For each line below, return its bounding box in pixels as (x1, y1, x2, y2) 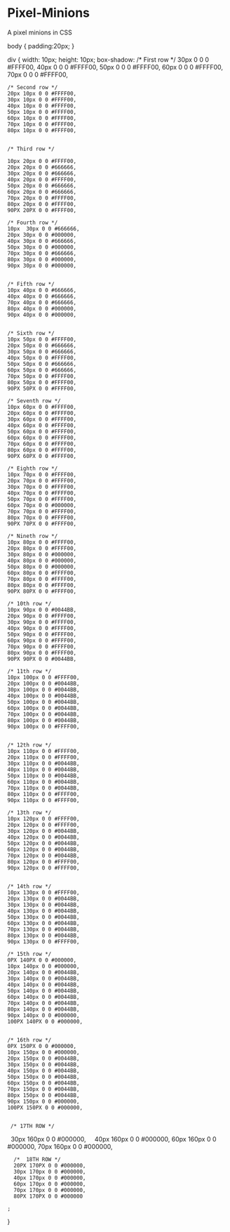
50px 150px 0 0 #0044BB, (7, 1073, 80, 1080)
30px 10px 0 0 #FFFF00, (7, 96, 77, 103)
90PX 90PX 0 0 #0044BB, (7, 655, 77, 662)
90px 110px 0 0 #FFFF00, (7, 797, 80, 804)
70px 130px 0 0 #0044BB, (7, 926, 80, 933)
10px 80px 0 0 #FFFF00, (7, 539, 77, 546)
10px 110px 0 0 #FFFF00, (7, 747, 80, 754)
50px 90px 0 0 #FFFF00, (7, 631, 77, 638)
